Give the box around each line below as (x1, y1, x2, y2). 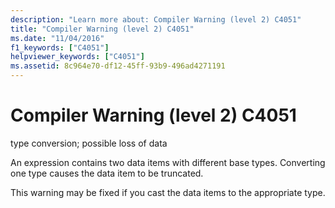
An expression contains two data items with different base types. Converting (10, 156, 326, 168)
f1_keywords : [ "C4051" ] (10, 42, 110, 53)
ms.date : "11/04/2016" (10, 33, 105, 43)
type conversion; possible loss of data (10, 137, 168, 149)
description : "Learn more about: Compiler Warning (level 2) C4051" (10, 14, 302, 25)
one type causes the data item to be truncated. (10, 167, 204, 179)
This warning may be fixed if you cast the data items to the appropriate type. (10, 186, 326, 198)
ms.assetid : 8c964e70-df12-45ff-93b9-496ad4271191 (10, 61, 226, 71)
